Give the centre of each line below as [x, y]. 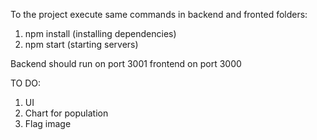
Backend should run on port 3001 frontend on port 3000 [126, 63]
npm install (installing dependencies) [100, 33]
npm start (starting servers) [81, 44]
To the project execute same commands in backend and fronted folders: [159, 14]
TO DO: [26, 83]
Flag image [48, 123]
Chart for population [66, 113]
